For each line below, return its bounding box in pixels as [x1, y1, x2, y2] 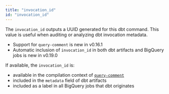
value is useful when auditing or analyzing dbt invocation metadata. [5, 32, 148, 38]
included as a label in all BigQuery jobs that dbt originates [12, 82, 135, 89]
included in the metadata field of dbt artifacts [12, 77, 107, 83]
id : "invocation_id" [5, 12, 50, 17]
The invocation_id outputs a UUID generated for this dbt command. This [5, 26, 159, 32]
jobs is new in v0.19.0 [12, 52, 58, 58]
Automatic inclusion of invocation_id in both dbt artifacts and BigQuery [12, 47, 164, 53]
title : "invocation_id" [5, 7, 56, 13]
